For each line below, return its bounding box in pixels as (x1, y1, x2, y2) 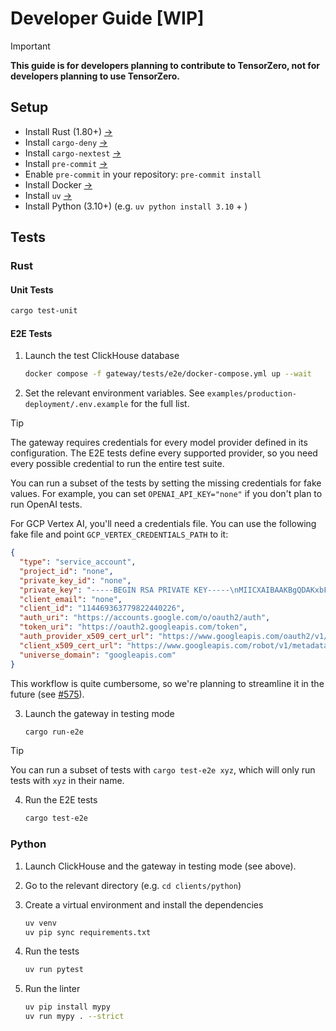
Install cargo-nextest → (24, 147, 122, 159)
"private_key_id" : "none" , (19, 575, 132, 586)
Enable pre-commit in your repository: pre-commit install (24, 168, 262, 180)
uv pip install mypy (24, 1002, 111, 1012)
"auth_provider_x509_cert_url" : (19, 632, 155, 642)
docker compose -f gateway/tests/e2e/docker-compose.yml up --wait (24, 369, 312, 379)
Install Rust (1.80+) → (24, 125, 113, 137)
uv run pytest (24, 965, 84, 975)
